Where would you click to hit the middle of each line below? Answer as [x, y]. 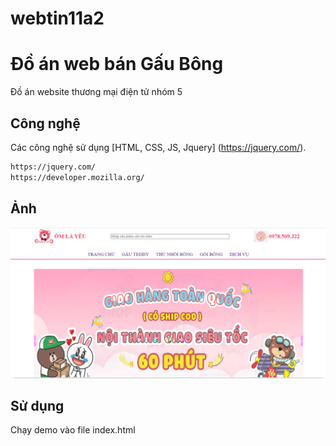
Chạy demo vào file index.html [73, 430]
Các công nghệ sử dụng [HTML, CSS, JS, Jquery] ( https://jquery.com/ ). [158, 147]
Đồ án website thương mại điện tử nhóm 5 [96, 92]
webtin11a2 [57, 18]
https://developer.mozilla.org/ [77, 177]
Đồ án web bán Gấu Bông [117, 64]
